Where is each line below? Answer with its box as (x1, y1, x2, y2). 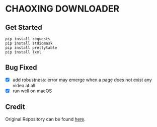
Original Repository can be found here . (5, 116, 86, 122)
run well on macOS (12, 88, 52, 94)
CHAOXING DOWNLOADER (5, 3, 120, 15)
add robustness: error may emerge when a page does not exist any (12, 77, 152, 83)
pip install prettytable (5, 45, 57, 50)
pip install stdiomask (5, 41, 53, 46)
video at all (12, 82, 36, 88)
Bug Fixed (5, 63, 37, 72)
